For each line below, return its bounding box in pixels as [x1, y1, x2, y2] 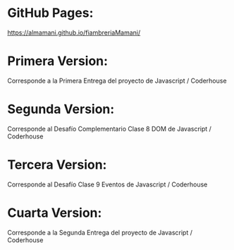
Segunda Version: [7, 101, 115, 117]
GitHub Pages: [7, 5, 94, 21]
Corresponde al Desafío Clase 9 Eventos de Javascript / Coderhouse [7, 180, 208, 189]
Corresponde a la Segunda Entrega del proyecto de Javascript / [7, 228, 192, 237]
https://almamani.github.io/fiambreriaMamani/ [7, 28, 141, 37]
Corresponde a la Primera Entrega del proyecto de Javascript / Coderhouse [7, 76, 227, 85]
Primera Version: [7, 53, 108, 69]
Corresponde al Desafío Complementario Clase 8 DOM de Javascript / [7, 124, 211, 133]
